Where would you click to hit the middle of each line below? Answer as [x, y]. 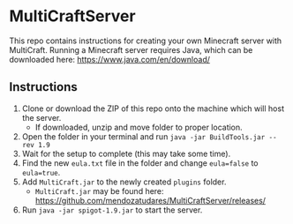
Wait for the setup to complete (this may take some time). [126, 153]
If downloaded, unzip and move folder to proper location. [139, 127]
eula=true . [41, 172]
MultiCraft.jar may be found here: [100, 190]
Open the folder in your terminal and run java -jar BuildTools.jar [143, 136]
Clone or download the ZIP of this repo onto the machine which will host [153, 108]
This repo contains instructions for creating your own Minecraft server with [146, 41]
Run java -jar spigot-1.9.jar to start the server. [112, 210]
